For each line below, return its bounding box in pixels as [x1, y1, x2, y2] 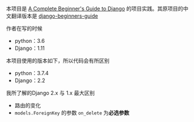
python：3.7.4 [14, 70, 49, 76]
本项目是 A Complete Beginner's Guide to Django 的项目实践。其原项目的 [6, 5, 183, 12]
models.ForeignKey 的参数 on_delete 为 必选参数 [14, 109, 130, 116]
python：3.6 [14, 38, 45, 44]
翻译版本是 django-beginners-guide [11, 12, 98, 19]
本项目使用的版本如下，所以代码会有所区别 [6, 57, 110, 64]
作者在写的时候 [6, 25, 42, 32]
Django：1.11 [14, 45, 45, 52]
